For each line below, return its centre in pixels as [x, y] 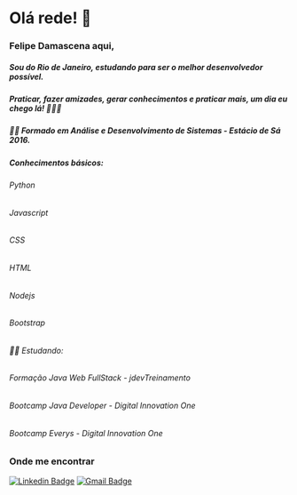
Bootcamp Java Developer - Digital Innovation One [103, 406]
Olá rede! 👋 [51, 18]
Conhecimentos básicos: [56, 163]
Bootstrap [27, 323]
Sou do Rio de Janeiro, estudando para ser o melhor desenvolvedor [136, 67]
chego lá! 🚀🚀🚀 [35, 108]
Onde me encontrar [52, 461]
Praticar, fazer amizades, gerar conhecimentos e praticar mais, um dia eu [148, 99]
